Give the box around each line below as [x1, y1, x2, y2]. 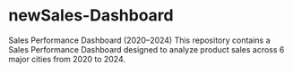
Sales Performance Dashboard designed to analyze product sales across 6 [8, 44, 285, 54]
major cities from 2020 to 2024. [8, 53, 126, 64]
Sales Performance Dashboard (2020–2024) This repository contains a [8, 35, 271, 45]
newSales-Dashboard [8, 5, 174, 26]
